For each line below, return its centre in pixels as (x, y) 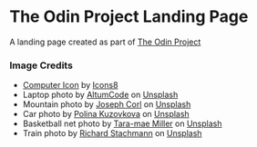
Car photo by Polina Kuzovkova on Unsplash (106, 114)
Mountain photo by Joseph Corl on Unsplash (107, 104)
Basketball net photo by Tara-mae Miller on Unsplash (122, 123)
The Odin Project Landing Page (129, 17)
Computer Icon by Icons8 (70, 85)
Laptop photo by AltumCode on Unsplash (100, 95)
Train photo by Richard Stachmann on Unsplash (112, 133)
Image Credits (41, 65)
